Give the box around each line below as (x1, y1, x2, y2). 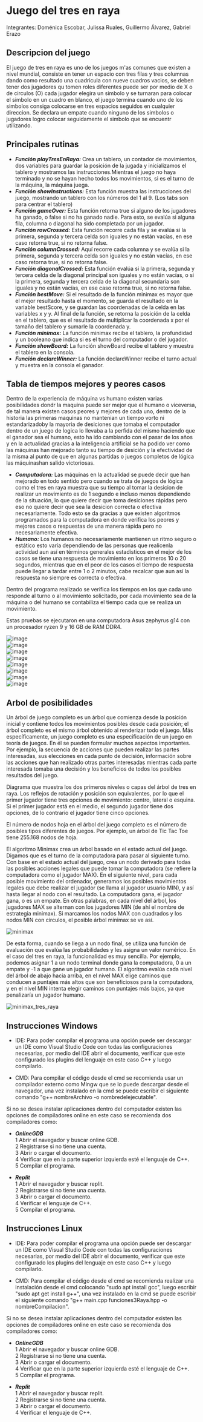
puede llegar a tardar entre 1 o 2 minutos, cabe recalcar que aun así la (14, 568, 189, 575)
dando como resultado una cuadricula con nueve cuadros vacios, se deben (6, 76, 195, 84)
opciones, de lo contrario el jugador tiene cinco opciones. (6, 809, 150, 817)
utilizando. (6, 122, 32, 129)
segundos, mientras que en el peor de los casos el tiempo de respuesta (14, 561, 193, 568)
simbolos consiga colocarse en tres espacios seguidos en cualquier (6, 102, 175, 110)
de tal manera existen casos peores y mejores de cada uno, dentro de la (6, 408, 186, 415)
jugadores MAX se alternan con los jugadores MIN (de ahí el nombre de (6, 903, 184, 911)
